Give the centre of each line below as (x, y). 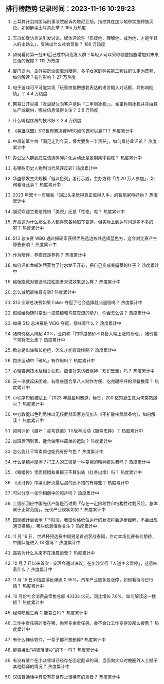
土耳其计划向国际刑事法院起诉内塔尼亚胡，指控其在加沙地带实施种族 (81, 21)
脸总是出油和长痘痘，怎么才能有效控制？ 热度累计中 (64, 350)
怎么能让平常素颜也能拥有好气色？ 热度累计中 (58, 451)
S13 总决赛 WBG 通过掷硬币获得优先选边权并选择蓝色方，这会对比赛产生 (85, 238)
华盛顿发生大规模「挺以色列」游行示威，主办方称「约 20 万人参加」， (82, 178)
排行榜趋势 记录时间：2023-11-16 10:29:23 (70, 9)
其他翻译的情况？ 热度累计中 (41, 666)
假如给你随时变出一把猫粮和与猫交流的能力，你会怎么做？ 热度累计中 (81, 313)
